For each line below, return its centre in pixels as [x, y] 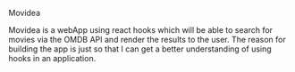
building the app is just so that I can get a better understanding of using [140, 49]
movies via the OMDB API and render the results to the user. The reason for [147, 40]
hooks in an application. [52, 58]
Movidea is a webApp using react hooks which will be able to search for [141, 30]
